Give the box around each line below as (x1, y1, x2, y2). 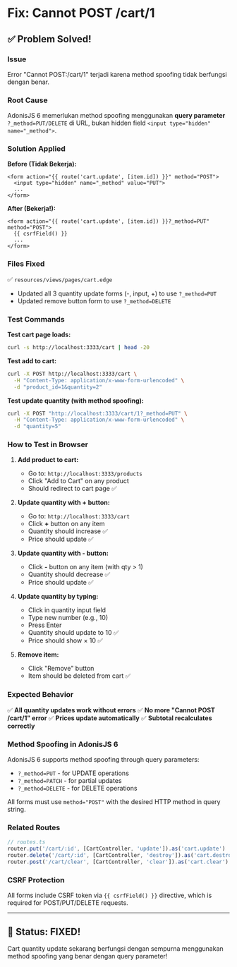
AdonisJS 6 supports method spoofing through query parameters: (7, 755, 200, 764)
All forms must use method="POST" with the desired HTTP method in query (7, 798, 221, 806)
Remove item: (17, 650, 59, 659)
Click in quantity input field (28, 606, 107, 614)
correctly (7, 722, 35, 730)
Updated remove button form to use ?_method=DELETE (17, 296, 171, 305)
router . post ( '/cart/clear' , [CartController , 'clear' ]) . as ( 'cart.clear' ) (7, 858, 229, 865)
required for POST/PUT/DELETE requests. (7, 899, 128, 907)
